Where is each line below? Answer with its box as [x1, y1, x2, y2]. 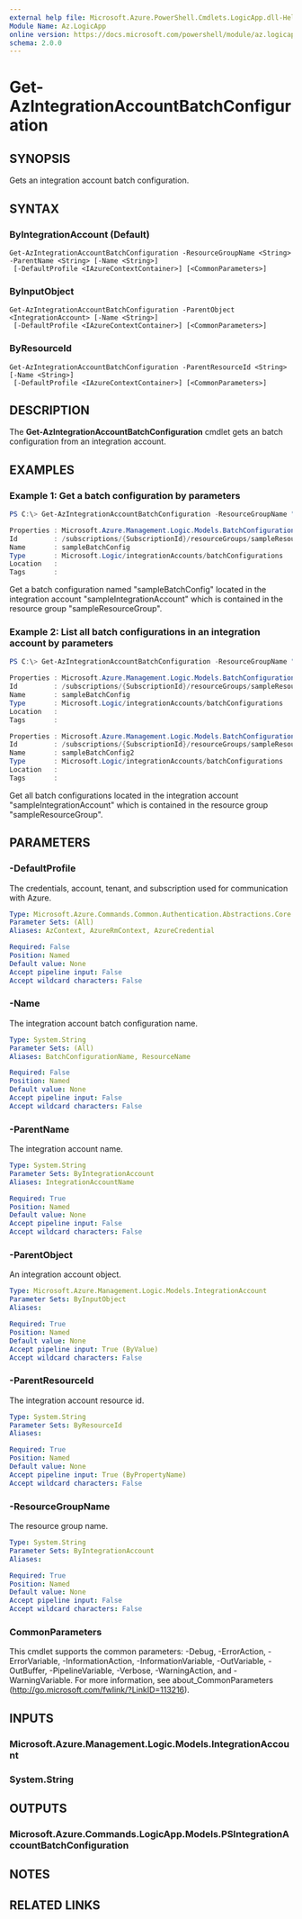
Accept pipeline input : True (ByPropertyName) [9, 1470, 187, 1480]
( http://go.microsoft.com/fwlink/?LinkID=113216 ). [9, 1685, 191, 1696]
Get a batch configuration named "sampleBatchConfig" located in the [9, 584, 267, 595]
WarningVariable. [9, 1675, 74, 1686]
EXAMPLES [9, 462, 75, 477]
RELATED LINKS [9, 1897, 101, 1913]
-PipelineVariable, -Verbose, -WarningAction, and [49, 1665, 232, 1676]
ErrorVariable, [9, 1656, 61, 1667]
